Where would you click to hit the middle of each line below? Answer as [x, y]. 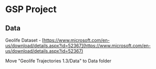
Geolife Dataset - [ [25, 40]
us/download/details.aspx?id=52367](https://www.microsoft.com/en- [78, 46]
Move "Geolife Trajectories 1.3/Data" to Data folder [58, 61]
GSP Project [31, 9]
